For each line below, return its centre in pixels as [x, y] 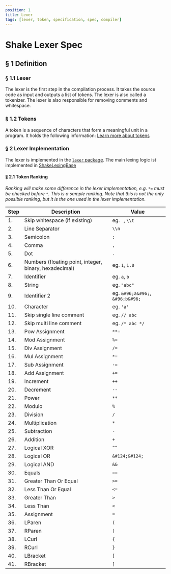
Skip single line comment [54, 315]
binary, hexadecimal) [49, 268]
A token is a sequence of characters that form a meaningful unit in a [77, 130]
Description [66, 212]
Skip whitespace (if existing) [58, 220]
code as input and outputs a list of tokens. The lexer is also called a [76, 95]
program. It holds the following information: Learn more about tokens [78, 135]
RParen [33, 531]
